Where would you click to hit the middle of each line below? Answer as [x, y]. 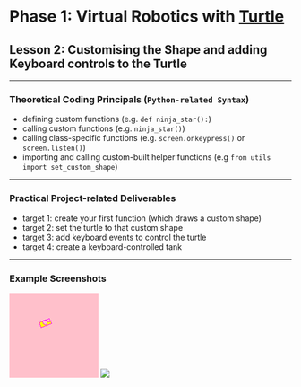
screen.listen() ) [54, 148]
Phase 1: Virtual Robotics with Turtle [147, 17]
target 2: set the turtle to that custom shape [103, 227]
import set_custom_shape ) [70, 167]
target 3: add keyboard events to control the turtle [114, 237]
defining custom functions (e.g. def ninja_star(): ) [117, 119]
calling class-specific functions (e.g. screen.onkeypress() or [133, 138]
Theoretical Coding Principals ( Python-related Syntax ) [129, 99]
